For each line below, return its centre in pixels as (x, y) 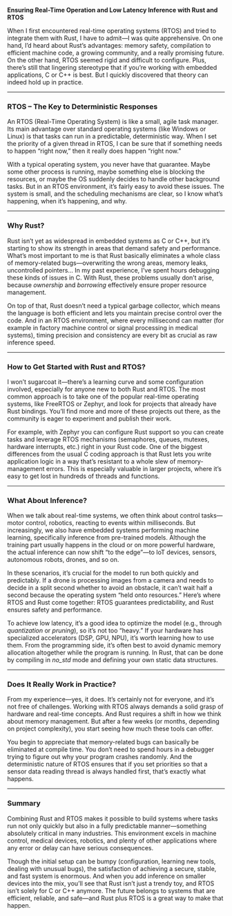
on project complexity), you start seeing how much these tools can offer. (110, 729)
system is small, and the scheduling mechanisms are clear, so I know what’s (115, 194)
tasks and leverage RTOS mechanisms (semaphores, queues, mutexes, (108, 439)
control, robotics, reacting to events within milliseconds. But (110, 523)
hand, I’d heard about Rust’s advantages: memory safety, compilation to (109, 45)
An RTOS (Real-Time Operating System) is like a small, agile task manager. (113, 122)
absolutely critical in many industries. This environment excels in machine (112, 833)
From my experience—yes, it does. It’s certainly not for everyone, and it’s (111, 699)
